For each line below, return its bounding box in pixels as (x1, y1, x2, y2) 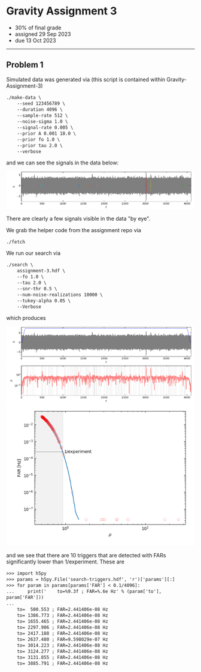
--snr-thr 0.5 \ (17, 286, 58, 292)
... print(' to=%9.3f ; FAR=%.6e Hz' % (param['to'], (6, 589, 162, 595)
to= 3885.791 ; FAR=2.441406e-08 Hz (17, 661, 109, 667)
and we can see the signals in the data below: (6, 159, 119, 166)
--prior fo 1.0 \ (17, 136, 60, 142)
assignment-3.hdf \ (17, 268, 66, 274)
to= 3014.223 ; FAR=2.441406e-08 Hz (17, 643, 109, 649)
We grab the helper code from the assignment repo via (6, 226, 142, 233)
